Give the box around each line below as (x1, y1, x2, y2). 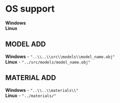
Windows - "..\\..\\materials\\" (5, 87, 79, 93)
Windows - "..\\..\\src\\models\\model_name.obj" (5, 53, 115, 59)
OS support (5, 3, 55, 15)
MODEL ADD (5, 40, 46, 49)
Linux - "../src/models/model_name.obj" (5, 59, 91, 65)
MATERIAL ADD (5, 74, 56, 82)
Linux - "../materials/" (5, 92, 56, 98)
